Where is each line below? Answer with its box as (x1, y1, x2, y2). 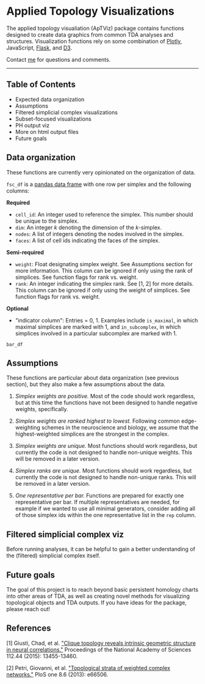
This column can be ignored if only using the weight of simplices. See (15, 286, 190, 294)
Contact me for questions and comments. (6, 56, 111, 63)
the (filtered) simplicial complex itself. (6, 552, 101, 559)
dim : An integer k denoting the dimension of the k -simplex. (15, 223, 162, 231)
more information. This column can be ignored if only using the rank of (15, 267, 193, 274)
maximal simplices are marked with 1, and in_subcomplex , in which (15, 323, 181, 330)
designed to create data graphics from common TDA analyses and (6, 31, 174, 38)
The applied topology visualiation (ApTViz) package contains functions (6, 24, 184, 32)
